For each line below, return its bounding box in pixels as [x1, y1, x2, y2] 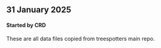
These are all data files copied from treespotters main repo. [6, 35, 155, 42]
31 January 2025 [6, 5, 72, 15]
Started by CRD [6, 21, 46, 29]
